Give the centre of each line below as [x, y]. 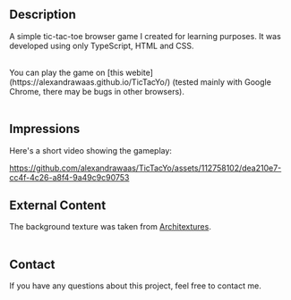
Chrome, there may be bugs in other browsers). [97, 91]
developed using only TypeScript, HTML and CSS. [102, 46]
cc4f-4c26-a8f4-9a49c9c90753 [69, 177]
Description [43, 15]
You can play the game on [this [66, 72]
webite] [139, 72]
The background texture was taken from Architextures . [111, 227]
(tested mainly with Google [222, 82]
